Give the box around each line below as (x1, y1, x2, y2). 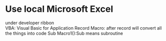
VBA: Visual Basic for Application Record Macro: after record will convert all (5, 25, 162, 31)
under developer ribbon (5, 20, 54, 26)
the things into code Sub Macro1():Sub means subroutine (5, 30, 123, 36)
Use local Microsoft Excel (5, 3, 113, 15)
